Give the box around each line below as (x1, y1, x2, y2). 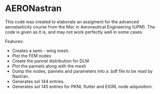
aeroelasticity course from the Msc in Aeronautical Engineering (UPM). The (5, 24, 155, 29)
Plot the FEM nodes (12, 53, 52, 58)
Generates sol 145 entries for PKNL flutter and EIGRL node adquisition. (12, 83, 153, 89)
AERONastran (5, 3, 62, 14)
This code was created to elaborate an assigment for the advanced (5, 19, 139, 25)
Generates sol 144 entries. (12, 78, 65, 84)
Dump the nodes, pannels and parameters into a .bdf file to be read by (12, 68, 153, 74)
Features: (5, 38, 24, 44)
